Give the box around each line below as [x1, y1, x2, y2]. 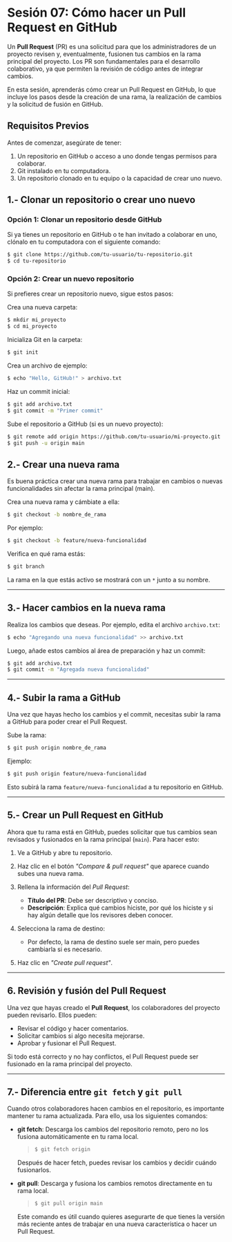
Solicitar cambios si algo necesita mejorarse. [17, 1032, 145, 1040]
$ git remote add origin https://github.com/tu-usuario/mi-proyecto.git [7, 433, 221, 440]
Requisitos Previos [7, 120, 90, 132]
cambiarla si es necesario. [27, 945, 102, 953]
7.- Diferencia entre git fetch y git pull [7, 1086, 183, 1098]
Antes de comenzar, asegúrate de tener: [7, 138, 122, 147]
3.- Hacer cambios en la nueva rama [7, 602, 166, 614]
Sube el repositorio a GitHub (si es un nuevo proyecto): [7, 420, 164, 428]
